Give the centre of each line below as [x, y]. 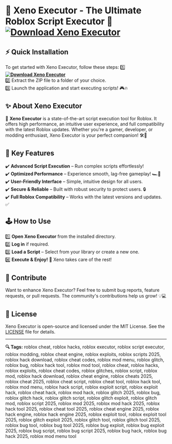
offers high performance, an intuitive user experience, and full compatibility [85, 124]
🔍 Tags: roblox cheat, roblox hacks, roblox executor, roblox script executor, [85, 347]
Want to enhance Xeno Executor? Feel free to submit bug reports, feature [82, 290]
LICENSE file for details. [30, 332]
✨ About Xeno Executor [44, 106]
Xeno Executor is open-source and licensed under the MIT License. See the [85, 326]
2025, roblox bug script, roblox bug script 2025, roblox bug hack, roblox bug [86, 431]
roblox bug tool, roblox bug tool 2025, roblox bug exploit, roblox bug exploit [85, 425]
